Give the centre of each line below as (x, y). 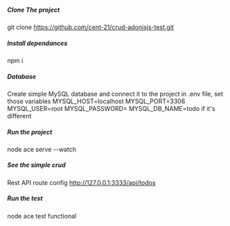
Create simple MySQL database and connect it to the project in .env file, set (115, 94)
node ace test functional (42, 216)
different (19, 116)
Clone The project (34, 10)
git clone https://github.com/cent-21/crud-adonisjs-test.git (91, 27)
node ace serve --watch (42, 149)
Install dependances (37, 43)
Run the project (30, 132)
